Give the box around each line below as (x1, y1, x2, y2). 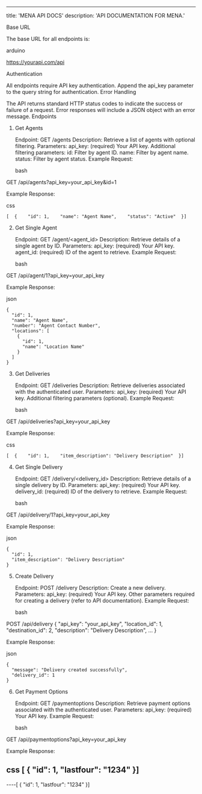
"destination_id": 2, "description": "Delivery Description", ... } (6, 627, 157, 634)
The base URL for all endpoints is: (6, 36, 90, 42)
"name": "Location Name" (22, 344, 85, 350)
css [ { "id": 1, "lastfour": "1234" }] (6, 765, 139, 775)
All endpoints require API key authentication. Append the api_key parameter (6, 82, 194, 89)
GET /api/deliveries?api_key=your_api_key (6, 418, 111, 425)
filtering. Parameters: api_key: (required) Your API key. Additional (14, 143, 176, 149)
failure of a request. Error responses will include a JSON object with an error (6, 107, 195, 113)
